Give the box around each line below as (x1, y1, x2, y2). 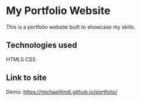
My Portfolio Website (6, 4, 111, 18)
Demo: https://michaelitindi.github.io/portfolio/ (6, 88, 118, 95)
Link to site (6, 73, 47, 83)
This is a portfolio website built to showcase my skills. (6, 23, 136, 30)
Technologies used (6, 40, 77, 50)
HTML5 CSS (6, 55, 36, 62)
